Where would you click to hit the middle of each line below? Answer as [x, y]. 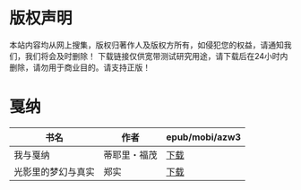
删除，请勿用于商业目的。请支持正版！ [80, 67]
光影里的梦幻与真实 [55, 171]
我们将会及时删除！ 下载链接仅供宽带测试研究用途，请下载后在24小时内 [156, 56]
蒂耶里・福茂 [131, 155]
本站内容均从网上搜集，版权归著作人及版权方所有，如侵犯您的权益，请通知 [146, 45]
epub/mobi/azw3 [204, 137]
